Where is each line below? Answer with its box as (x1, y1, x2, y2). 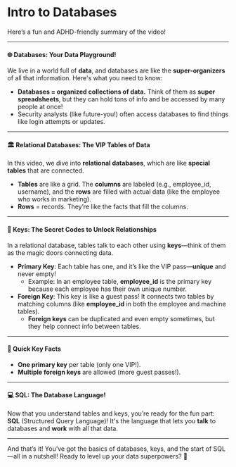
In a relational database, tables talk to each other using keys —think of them (7, 241, 226, 249)
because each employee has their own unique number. (27, 285, 188, 293)
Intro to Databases (7, 4, 117, 20)
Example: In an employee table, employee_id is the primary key (27, 277, 212, 285)
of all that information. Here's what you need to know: (7, 74, 163, 82)
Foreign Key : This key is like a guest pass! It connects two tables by (17, 292, 214, 300)
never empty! (17, 269, 56, 278)
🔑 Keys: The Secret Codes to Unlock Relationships (7, 225, 157, 233)
